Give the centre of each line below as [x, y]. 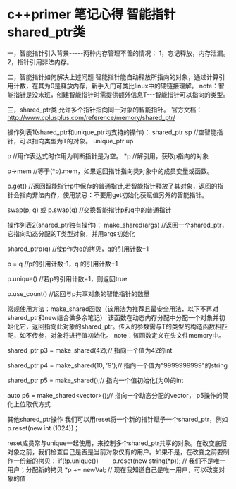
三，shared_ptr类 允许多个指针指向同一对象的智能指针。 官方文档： [105, 110]
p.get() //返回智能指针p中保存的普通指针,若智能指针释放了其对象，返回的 [112, 186]
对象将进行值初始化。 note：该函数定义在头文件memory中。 [138, 335]
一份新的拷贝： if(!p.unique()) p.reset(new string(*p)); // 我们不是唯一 [119, 461]
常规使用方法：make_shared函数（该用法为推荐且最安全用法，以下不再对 [113, 309]
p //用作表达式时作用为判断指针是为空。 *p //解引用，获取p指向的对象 [108, 155]
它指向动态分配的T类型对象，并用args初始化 [71, 233]
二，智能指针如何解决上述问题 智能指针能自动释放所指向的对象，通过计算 [113, 77]
